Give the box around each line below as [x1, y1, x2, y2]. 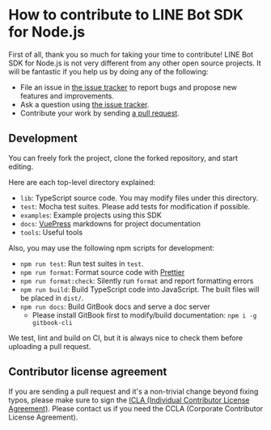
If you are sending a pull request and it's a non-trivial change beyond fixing [8, 386, 259, 396]
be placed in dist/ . [19, 293, 84, 302]
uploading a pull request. [8, 341, 91, 351]
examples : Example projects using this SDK [19, 210, 162, 220]
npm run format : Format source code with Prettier [19, 267, 185, 276]
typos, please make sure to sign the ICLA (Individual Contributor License [8, 394, 250, 405]
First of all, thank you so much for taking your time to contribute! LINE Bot [8, 49, 253, 59]
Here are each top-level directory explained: [8, 177, 156, 187]
